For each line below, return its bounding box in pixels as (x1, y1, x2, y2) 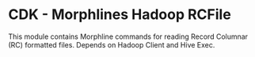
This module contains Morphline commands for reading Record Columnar (8, 32, 248, 41)
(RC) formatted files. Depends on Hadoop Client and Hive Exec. (8, 40, 215, 49)
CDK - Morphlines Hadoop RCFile (8, 6, 231, 24)
